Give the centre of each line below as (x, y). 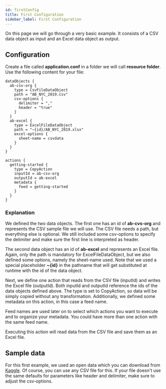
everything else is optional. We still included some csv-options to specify (80, 234)
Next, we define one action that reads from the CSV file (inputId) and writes (83, 280)
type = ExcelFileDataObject (43, 125)
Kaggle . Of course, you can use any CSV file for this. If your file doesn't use (83, 370)
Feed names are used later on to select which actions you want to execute (82, 312)
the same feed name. (27, 322)
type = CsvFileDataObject (41, 90)
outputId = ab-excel (35, 178)
